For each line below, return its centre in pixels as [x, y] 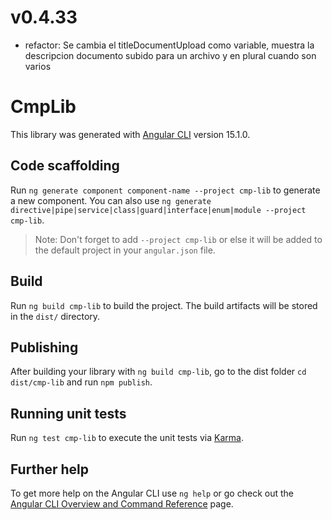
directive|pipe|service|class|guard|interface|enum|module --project [158, 210]
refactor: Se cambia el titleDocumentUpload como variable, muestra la [169, 45]
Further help [50, 469]
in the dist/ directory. [55, 316]
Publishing [44, 347]
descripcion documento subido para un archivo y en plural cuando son [170, 55]
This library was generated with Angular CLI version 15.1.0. [130, 134]
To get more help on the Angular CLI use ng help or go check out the [152, 493]
